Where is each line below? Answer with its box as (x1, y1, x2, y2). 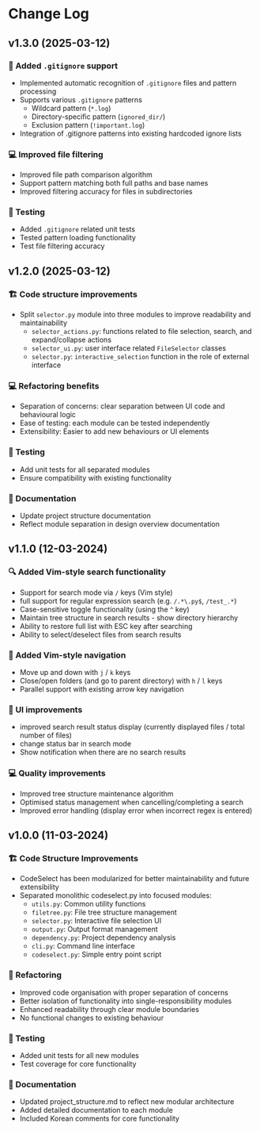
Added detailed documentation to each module (19, 1106, 174, 1115)
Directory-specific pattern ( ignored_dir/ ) (31, 112, 166, 121)
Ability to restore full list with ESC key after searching (19, 621, 193, 631)
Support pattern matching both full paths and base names (19, 178, 209, 188)
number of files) (19, 730, 73, 740)
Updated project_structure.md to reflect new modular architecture (19, 1097, 235, 1106)
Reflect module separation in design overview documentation (19, 519, 220, 529)
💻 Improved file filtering (8, 148, 104, 159)
